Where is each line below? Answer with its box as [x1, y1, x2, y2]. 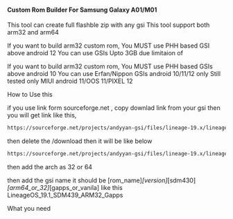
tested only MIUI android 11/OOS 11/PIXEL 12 [7, 77, 133, 86]
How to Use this [7, 91, 53, 99]
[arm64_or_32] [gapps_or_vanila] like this [7, 183, 123, 191]
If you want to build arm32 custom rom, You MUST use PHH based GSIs [7, 62, 213, 70]
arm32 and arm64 [7, 28, 59, 37]
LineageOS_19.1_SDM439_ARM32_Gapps [7, 191, 123, 199]
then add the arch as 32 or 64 [7, 162, 92, 171]
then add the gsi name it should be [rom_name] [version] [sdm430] [7, 176, 196, 184]
